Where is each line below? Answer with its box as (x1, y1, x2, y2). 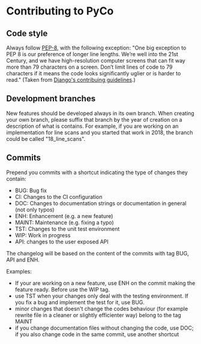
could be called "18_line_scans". (6, 135, 86, 142)
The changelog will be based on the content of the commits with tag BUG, (6, 249, 189, 257)
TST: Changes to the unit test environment (14, 225, 120, 233)
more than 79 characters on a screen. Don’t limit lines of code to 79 (6, 63, 173, 70)
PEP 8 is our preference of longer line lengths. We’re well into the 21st (6, 51, 179, 58)
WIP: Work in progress (14, 231, 71, 239)
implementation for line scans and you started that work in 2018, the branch (6, 128, 193, 136)
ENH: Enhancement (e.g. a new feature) (14, 212, 113, 219)
